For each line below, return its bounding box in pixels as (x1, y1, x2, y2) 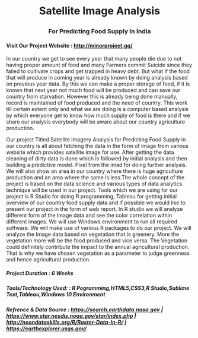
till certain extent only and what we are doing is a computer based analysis (6, 106, 189, 113)
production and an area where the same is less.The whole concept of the (6, 174, 185, 181)
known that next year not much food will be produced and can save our (6, 87, 181, 94)
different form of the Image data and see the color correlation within (6, 212, 173, 219)
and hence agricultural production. (6, 256, 91, 263)
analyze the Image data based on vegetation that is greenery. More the (6, 230, 180, 238)
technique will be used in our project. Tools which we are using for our (6, 187, 178, 194)
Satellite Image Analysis (39, 4, 161, 18)
